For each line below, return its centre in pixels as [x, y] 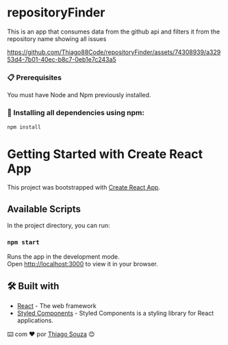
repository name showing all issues [57, 38]
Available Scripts [44, 209]
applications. [35, 320]
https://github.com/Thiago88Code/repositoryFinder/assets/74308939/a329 [114, 52]
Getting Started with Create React [105, 154]
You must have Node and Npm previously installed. [79, 95]
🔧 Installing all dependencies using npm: [76, 113]
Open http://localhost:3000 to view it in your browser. [83, 264]
